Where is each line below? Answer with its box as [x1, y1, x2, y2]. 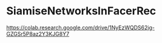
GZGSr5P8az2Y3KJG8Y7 [6, 30, 70, 37]
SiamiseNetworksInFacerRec [6, 4, 157, 18]
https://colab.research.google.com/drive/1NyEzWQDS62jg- [6, 24, 155, 31]
